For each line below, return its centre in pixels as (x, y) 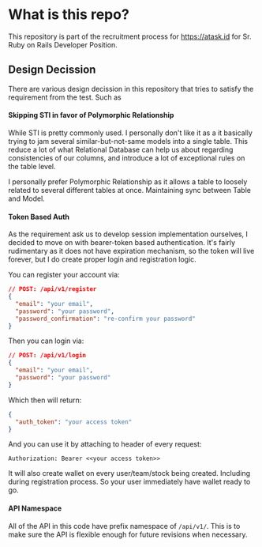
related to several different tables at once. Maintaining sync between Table (129, 190)
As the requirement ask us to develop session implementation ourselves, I (128, 234)
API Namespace (35, 508)
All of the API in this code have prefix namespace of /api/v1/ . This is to (124, 526)
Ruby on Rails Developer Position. (63, 44)
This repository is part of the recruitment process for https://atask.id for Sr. (130, 36)
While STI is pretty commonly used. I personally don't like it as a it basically (130, 133)
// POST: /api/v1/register (52, 289)
